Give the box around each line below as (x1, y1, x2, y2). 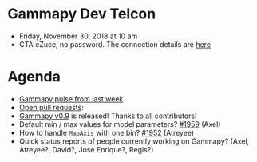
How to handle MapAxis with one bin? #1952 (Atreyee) (18, 128, 195, 137)
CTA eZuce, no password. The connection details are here (18, 39, 212, 49)
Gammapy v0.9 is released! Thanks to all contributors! (18, 111, 197, 121)
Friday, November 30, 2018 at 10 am (18, 31, 138, 41)
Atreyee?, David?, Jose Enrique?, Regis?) (18, 144, 154, 154)
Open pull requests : (18, 102, 85, 112)
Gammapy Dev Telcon (7, 5, 156, 23)
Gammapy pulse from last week (18, 93, 124, 104)
